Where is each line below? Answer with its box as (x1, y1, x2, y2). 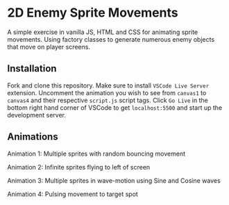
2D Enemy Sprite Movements (7, 5, 178, 21)
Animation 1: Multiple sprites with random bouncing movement (7, 149, 186, 158)
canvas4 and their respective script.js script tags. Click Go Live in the (7, 96, 208, 104)
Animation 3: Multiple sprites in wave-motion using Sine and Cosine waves (7, 176, 221, 185)
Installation (7, 63, 57, 74)
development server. (7, 110, 67, 119)
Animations (7, 131, 58, 143)
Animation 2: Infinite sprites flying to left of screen (7, 163, 151, 171)
